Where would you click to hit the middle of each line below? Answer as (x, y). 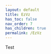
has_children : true (26, 28)
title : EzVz (18, 14)
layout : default (22, 10)
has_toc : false (21, 19)
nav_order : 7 (19, 24)
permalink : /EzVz (23, 33)
